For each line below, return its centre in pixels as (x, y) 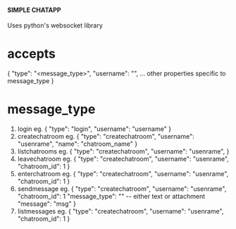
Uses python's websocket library (55, 25)
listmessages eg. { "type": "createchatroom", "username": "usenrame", (120, 211)
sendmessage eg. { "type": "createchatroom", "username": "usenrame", (122, 189)
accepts (32, 54)
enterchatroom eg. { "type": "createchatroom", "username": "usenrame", (123, 174)
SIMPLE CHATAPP (34, 10)
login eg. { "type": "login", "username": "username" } (94, 129)
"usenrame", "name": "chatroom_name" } (77, 144)
